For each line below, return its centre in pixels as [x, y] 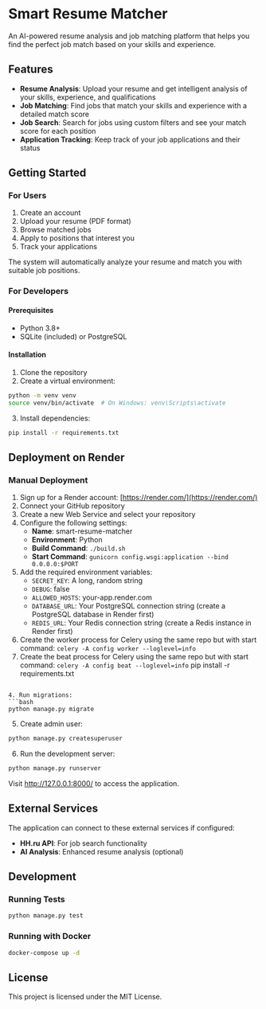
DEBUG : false [51, 589]
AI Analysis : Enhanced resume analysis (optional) [102, 851]
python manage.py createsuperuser [66, 739]
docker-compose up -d [44, 952]
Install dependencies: [55, 418]
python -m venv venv [43, 395]
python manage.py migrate [51, 710]
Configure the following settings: [73, 523]
